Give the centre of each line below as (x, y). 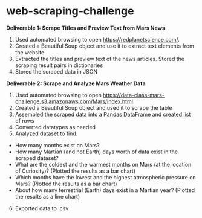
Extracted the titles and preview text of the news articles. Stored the (99, 59)
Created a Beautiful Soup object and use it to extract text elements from (105, 46)
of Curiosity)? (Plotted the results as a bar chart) (75, 171)
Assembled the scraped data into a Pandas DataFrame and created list (103, 114)
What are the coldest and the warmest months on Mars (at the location (103, 164)
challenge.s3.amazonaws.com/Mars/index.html (74, 101)
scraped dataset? (37, 158)
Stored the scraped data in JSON (56, 71)
